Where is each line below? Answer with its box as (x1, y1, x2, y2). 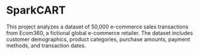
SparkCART (6, 4, 66, 17)
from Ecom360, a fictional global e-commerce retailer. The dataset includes (6, 29, 193, 36)
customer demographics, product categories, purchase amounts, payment (6, 35, 191, 43)
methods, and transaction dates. (6, 42, 86, 49)
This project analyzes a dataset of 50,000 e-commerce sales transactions (6, 23, 189, 30)
